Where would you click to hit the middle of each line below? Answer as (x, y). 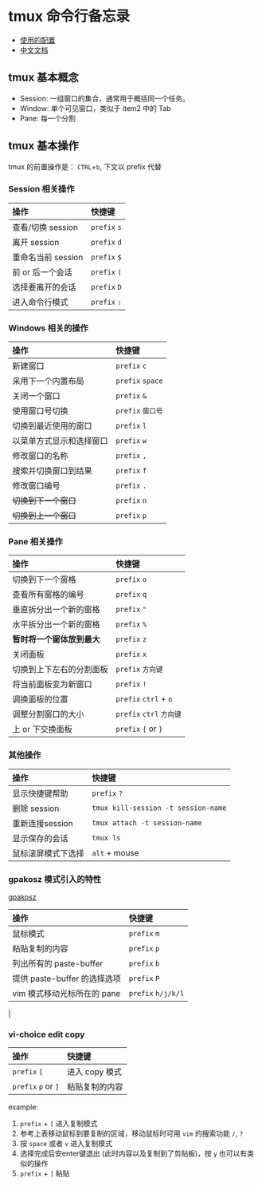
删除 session (36, 808)
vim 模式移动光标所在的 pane (66, 994)
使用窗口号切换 (41, 411)
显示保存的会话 (41, 838)
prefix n (131, 501)
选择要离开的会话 (45, 287)
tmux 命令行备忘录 (69, 16)
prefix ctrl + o (144, 699)
